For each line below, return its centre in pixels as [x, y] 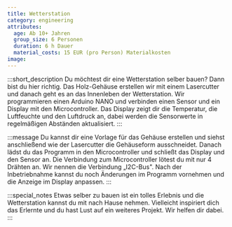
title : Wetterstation [39, 14]
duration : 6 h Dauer [43, 46]
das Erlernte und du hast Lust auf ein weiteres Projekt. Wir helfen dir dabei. [116, 210]
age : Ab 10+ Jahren [42, 33]
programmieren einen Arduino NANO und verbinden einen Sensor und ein [114, 101]
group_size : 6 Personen [48, 40]
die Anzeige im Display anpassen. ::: [60, 182]
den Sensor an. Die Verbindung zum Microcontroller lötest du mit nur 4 [110, 159]
